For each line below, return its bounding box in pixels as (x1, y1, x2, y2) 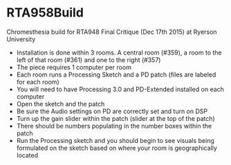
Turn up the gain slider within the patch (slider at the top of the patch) (16, 114, 215, 122)
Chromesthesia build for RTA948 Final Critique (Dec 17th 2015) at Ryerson (6, 28, 217, 36)
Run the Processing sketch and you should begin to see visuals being (16, 136, 215, 144)
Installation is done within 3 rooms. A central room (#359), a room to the (16, 48, 222, 57)
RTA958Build (6, 5, 84, 21)
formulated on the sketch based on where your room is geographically (16, 144, 217, 152)
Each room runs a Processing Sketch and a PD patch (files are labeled (16, 70, 216, 79)
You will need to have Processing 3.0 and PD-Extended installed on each (16, 85, 224, 93)
